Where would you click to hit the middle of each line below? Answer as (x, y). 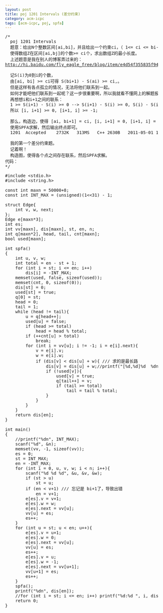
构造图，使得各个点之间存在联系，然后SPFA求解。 (60, 155)
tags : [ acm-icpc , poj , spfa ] (34, 23)
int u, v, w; (31, 258)
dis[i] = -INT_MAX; (49, 273)
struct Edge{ (21, 205)
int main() (18, 430)
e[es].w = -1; (42, 562)
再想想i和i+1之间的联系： (36, 100)
